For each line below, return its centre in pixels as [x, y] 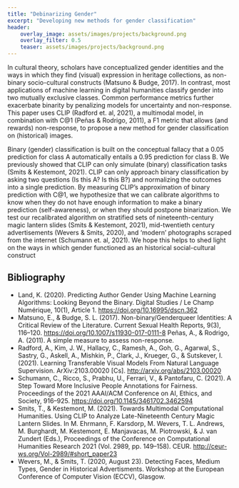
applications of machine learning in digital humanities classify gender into [115, 90]
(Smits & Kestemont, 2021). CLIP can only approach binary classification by [118, 172]
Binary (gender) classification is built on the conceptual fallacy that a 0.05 [116, 149]
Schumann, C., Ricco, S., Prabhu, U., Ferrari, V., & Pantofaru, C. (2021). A [124, 378]
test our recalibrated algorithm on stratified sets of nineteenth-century [111, 217]
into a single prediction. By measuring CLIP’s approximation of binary [109, 187]
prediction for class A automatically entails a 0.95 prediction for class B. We [118, 157]
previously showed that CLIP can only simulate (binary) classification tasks [117, 164]
